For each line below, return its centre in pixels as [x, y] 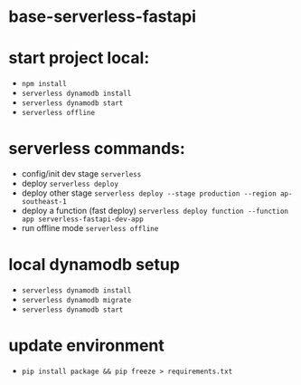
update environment [86, 346]
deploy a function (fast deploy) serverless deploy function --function [155, 211]
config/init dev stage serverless [81, 174]
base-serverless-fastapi [102, 17]
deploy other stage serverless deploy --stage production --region [149, 193]
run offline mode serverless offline [90, 228]
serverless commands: [97, 149]
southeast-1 [44, 202]
